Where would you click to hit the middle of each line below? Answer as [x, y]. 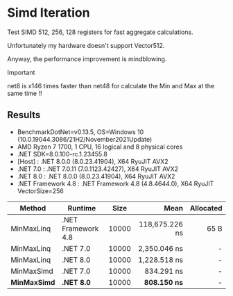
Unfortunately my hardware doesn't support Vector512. [86, 45]
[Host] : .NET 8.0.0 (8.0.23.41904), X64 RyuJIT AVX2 [93, 161]
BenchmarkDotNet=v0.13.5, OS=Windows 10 [80, 132]
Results [24, 115]
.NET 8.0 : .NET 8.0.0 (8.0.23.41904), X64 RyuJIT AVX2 [96, 176]
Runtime [82, 208]
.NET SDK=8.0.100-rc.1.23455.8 [62, 154]
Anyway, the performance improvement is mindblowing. [87, 59]
